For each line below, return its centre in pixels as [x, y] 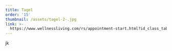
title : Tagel [19, 10]
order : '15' [18, 15]
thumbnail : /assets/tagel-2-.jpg [41, 19]
